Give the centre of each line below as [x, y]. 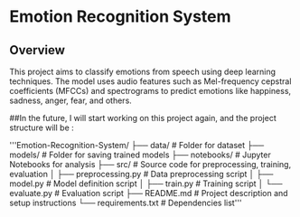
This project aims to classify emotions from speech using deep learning [143, 71]
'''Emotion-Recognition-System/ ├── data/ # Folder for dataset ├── [137, 145]
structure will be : [42, 127]
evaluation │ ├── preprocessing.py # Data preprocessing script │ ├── [141, 174]
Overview [37, 50]
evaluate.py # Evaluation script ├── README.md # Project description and [149, 193]
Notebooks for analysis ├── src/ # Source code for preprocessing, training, [150, 164]
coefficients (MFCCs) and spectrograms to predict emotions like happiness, [150, 91]
